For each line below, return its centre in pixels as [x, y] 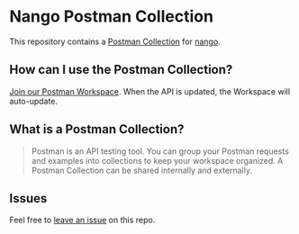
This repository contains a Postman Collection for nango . [115, 41]
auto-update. [34, 101]
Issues [28, 198]
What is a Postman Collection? [97, 129]
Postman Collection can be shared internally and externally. [141, 170]
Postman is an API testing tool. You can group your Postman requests [160, 151]
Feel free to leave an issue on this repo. [82, 220]
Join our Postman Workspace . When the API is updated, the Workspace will [150, 91]
